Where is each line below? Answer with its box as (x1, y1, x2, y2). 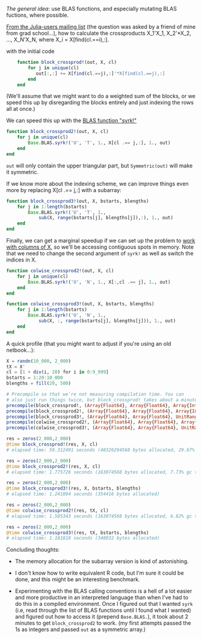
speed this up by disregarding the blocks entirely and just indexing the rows (6, 99, 194, 106)
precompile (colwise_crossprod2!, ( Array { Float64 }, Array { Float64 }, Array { (6, 419, 198, 425)
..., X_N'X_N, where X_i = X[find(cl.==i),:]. (6, 36, 109, 43)
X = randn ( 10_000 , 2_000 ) (6, 358, 71, 364)
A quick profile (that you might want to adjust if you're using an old (6, 340, 171, 347)
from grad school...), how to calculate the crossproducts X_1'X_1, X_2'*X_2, (6, 30, 191, 37)
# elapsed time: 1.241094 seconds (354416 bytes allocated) (6, 491, 161, 497)
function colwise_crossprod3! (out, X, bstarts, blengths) (6, 301, 155, 307)
